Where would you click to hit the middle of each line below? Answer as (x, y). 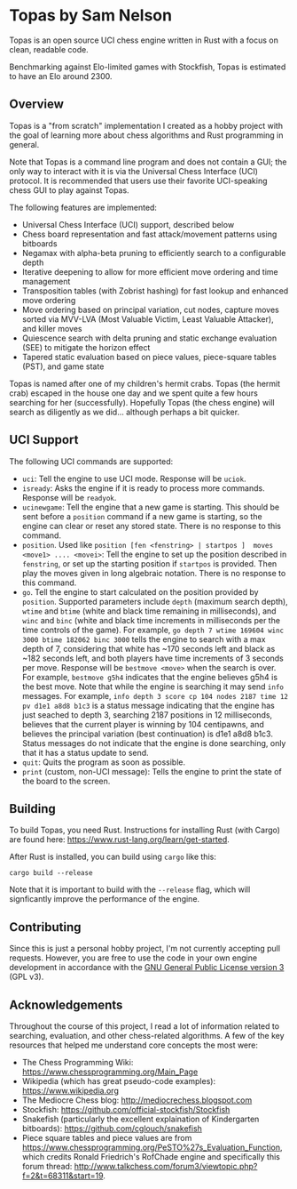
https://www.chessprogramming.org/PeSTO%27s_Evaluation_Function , (152, 1147)
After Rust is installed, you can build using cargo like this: (113, 857)
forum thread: (47, 1166)
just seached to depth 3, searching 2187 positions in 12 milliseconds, (147, 715)
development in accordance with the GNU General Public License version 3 (147, 968)
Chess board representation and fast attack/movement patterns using (149, 234)
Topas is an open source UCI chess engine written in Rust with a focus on (144, 40)
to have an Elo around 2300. (61, 76)
